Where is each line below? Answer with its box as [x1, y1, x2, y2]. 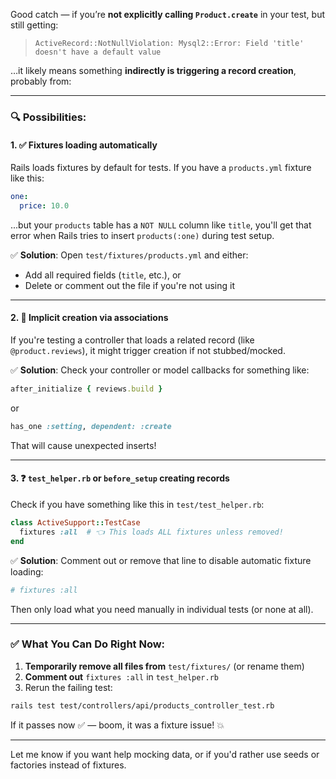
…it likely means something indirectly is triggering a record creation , [10, 65, 297, 76]
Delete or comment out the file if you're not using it [24, 279, 235, 291]
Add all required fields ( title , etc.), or [24, 269, 182, 281]
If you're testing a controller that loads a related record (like [10, 334, 255, 346]
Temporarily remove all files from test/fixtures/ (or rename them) [24, 660, 305, 672]
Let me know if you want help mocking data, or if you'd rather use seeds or [10, 748, 320, 760]
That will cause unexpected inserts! [10, 439, 157, 451]
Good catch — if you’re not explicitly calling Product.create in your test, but [10, 9, 326, 20]
